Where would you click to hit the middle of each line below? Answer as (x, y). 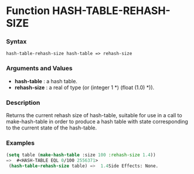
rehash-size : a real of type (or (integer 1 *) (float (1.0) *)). (84, 87)
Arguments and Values (39, 69)
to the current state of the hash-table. (52, 128)
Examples (21, 143)
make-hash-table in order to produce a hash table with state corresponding (97, 122)
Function (28, 11)
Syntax (16, 42)
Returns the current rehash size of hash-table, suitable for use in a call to (94, 115)
